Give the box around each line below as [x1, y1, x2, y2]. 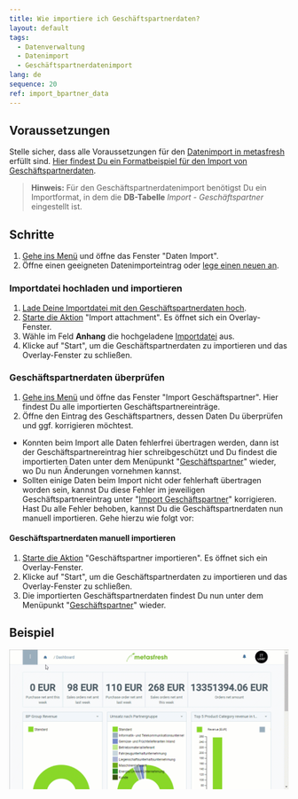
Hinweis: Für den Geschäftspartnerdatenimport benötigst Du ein [30, 183, 268, 193]
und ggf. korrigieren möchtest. [21, 419, 134, 430]
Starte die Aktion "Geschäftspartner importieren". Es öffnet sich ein [21, 552, 268, 563]
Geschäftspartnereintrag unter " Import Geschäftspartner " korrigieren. [21, 493, 277, 505]
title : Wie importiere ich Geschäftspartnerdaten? [9, 14, 200, 23]
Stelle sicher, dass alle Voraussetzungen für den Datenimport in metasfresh [9, 146, 286, 157]
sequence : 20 [9, 80, 58, 89]
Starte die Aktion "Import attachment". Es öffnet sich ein [21, 311, 228, 323]
